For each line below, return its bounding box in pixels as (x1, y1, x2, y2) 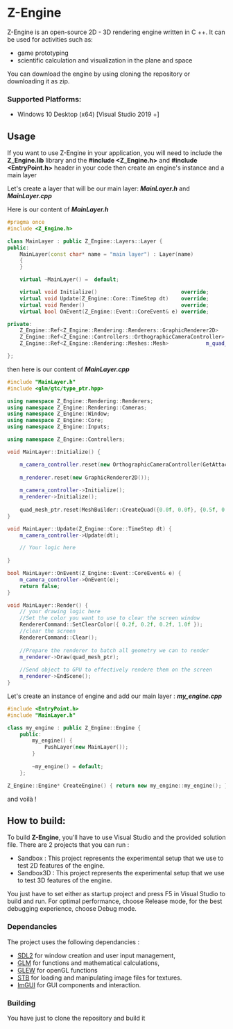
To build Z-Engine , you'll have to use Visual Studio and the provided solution (7, 833, 226, 842)
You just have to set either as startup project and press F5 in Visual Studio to (7, 890, 226, 898)
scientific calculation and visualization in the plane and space (17, 56, 193, 64)
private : (7, 321, 33, 327)
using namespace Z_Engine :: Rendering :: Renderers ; (7, 398, 154, 405)
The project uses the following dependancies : (7, 937, 140, 946)
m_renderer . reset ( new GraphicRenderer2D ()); (19, 474, 150, 481)
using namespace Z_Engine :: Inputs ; (7, 423, 110, 430)
